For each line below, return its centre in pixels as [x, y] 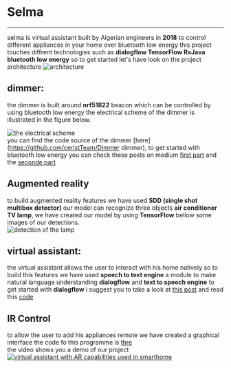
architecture [24, 67]
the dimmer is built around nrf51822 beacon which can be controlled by [109, 105]
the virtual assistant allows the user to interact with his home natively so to [113, 268]
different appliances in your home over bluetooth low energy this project [109, 45]
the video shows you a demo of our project [68, 350]
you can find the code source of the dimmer [69, 140]
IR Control [29, 318]
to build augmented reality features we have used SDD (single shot [102, 200]
